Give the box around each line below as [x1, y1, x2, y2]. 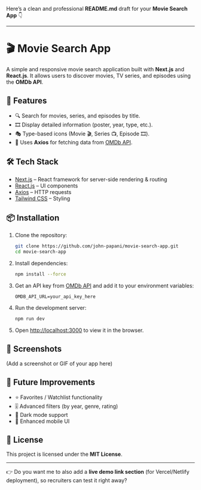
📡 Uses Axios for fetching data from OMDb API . [14, 138, 133, 146]
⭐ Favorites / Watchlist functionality [14, 394, 103, 401]
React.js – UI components [14, 182, 78, 189]
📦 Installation [6, 213, 60, 223]
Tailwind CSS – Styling [14, 195, 71, 202]
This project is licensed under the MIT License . [6, 450, 123, 458]
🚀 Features [6, 96, 47, 106]
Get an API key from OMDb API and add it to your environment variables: [14, 282, 194, 289]
